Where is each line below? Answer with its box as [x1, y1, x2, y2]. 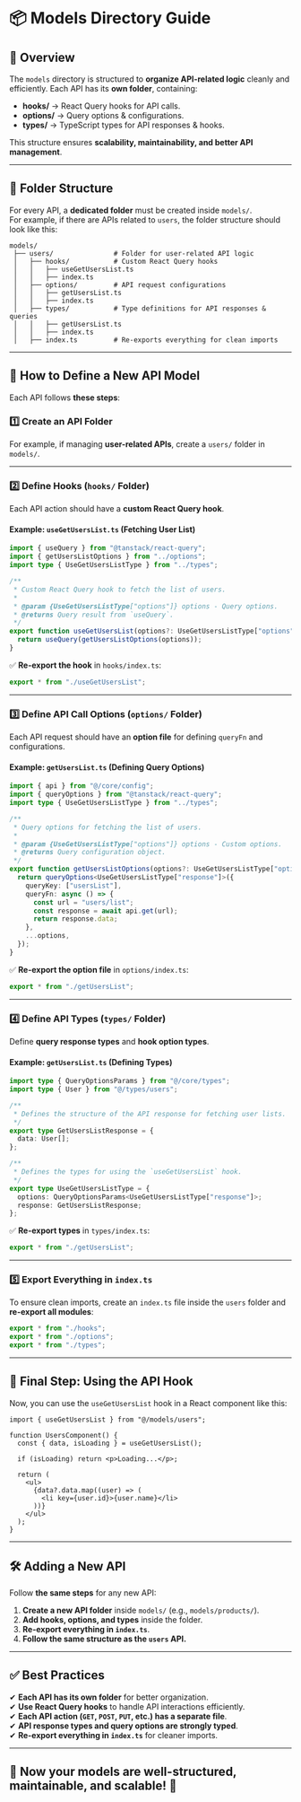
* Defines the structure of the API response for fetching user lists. [13, 1109, 287, 1118]
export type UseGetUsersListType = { [9, 1184, 150, 1193]
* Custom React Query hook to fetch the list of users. [13, 585, 227, 594]
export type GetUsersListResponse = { [9, 1126, 154, 1135]
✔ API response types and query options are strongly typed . [9, 1720, 239, 1731]
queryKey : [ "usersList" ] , [25, 881, 123, 890]
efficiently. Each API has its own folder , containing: [9, 83, 198, 93]
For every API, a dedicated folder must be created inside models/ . [9, 205, 253, 215]
